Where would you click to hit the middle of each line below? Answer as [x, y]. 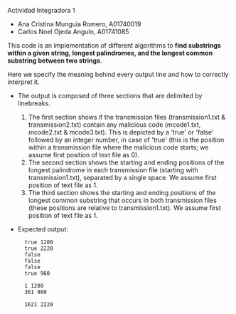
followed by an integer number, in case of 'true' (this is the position [126, 140]
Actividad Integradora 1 [41, 10]
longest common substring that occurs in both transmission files [122, 200]
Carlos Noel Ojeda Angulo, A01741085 [73, 32]
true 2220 [39, 248]
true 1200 [39, 242]
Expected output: [43, 229]
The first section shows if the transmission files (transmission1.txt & [127, 117]
